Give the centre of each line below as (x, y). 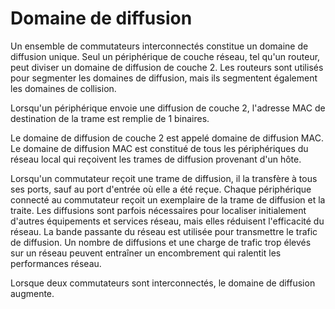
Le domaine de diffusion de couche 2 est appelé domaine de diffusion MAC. (167, 138)
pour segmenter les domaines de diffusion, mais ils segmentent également (164, 78)
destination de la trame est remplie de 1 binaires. (110, 118)
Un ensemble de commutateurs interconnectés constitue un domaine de (159, 46)
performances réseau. (56, 263)
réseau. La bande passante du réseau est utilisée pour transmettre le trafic (164, 231)
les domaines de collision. (63, 88)
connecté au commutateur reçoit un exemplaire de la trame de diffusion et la (168, 199)
